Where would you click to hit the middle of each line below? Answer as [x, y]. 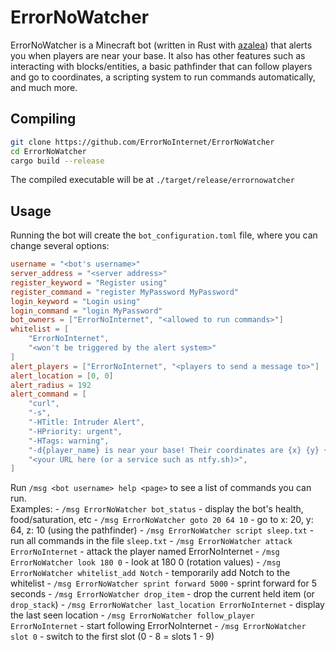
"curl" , [44, 404]
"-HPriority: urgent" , [75, 431]
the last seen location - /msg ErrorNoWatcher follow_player [133, 615]
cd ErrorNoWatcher [48, 151]
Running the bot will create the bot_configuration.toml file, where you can [164, 235]
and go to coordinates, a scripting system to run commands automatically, [163, 77]
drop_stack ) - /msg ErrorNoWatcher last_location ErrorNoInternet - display [167, 605]
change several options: [60, 246]
